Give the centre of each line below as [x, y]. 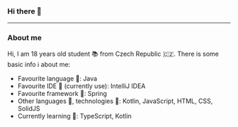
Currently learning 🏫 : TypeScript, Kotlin [75, 116]
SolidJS [29, 108]
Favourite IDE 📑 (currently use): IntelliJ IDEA [81, 86]
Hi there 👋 [25, 11]
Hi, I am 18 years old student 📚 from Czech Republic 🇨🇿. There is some [113, 54]
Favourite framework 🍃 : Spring [62, 93]
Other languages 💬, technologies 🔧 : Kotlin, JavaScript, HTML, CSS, [115, 101]
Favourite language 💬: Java [57, 78]
